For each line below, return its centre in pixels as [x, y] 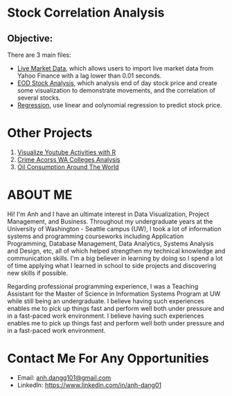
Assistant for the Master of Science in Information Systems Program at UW [114, 294]
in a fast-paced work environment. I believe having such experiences [106, 316]
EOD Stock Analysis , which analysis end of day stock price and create [117, 83]
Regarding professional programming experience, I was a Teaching [103, 286]
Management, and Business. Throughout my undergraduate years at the [110, 221]
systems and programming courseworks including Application [96, 236]
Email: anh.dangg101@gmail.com [64, 377]
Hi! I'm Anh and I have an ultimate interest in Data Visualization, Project [108, 214]
